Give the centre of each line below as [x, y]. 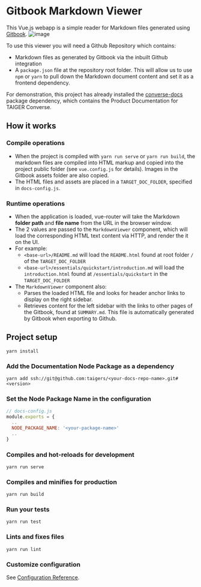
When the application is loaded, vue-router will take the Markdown [97, 216]
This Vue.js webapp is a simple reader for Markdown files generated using [98, 28]
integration [28, 64]
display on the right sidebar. [58, 299]
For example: [31, 248]
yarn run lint [24, 549]
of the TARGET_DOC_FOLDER [55, 261]
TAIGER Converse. [29, 107]
